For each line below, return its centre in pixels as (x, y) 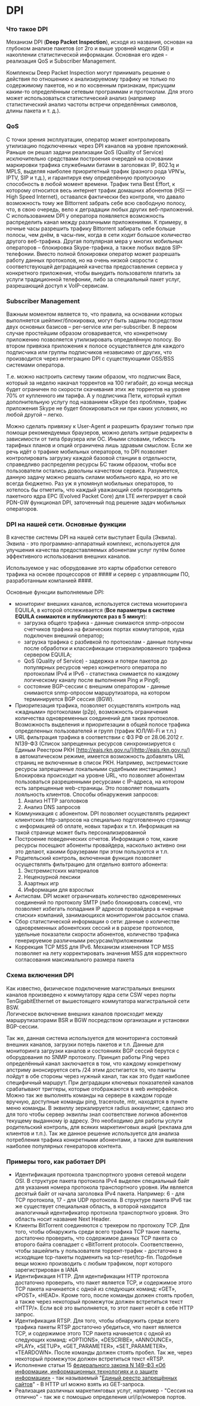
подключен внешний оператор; (64, 636)
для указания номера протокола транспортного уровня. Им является (104, 1187)
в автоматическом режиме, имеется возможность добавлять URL (100, 757)
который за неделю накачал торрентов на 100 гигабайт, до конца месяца (100, 383)
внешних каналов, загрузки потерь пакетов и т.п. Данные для (85, 1044)
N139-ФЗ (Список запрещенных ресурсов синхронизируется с (95, 744)
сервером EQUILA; (48, 655)
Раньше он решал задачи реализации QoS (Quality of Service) (85, 152)
